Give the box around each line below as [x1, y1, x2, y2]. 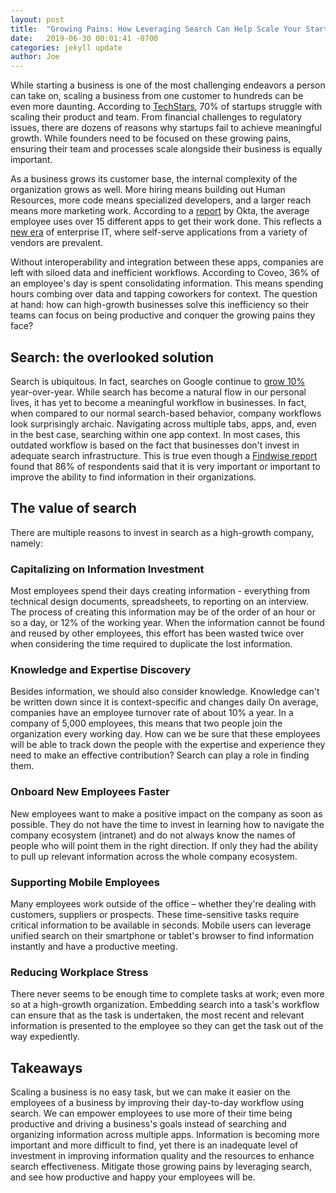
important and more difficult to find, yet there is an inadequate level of [10, 1139, 299, 1151]
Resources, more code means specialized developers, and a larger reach [10, 194, 312, 206]
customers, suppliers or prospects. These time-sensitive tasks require [10, 908, 300, 920]
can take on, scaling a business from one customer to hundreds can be [10, 90, 304, 102]
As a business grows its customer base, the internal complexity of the [10, 173, 298, 185]
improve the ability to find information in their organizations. [10, 471, 257, 483]
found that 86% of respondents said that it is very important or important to [10, 460, 321, 472]
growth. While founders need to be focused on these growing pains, [10, 132, 292, 145]
